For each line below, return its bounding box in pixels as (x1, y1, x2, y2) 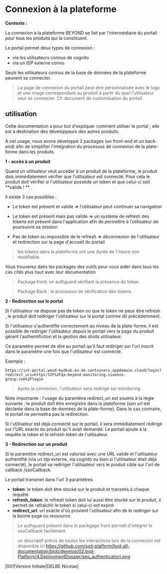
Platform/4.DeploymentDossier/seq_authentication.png (17, 553, 131, 559)
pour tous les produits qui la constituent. (5, 35, 88, 41)
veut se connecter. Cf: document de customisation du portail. (17, 95, 144, 101)
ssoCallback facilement (17, 527, 66, 534)
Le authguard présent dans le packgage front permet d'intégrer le (17, 522, 153, 528)
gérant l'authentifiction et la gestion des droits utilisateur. (5, 333, 122, 339)
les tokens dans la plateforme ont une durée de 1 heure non (17, 248, 140, 254)
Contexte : (5, 20, 27, 26)
